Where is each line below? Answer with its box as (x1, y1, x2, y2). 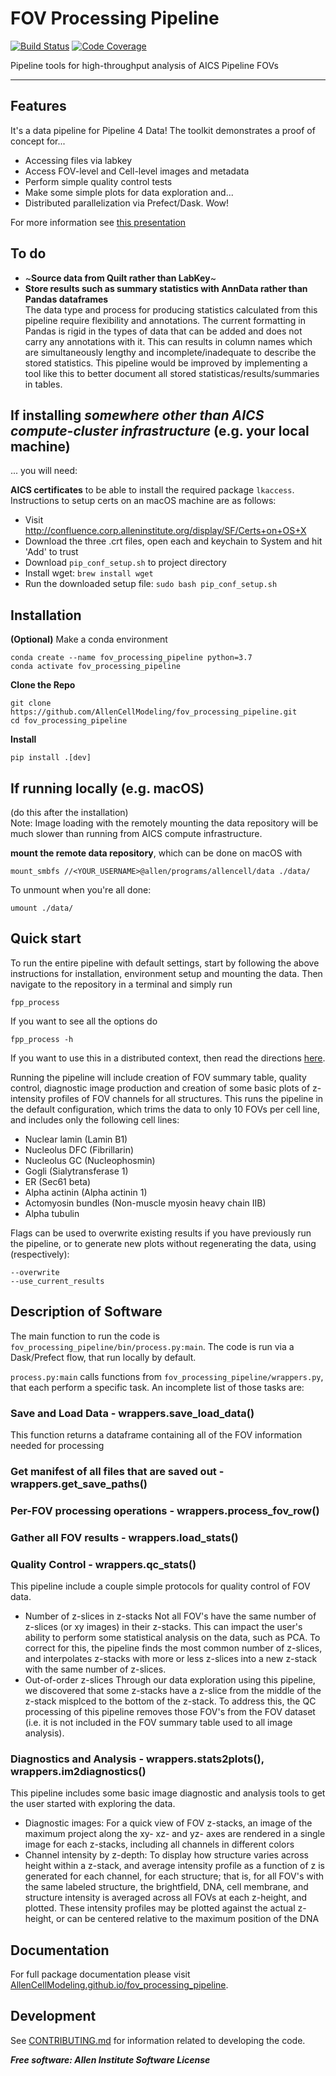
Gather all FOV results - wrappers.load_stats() (10, 1530, 239, 1544)
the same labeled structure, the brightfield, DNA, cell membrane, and (24, 1881, 309, 1893)
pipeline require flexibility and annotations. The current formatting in (24, 314, 306, 326)
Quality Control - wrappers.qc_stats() (10, 1557, 197, 1571)
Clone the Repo (10, 679, 76, 691)
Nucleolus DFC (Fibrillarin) (24, 1143, 135, 1156)
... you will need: (10, 465, 78, 477)
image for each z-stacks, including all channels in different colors (24, 1838, 295, 1851)
